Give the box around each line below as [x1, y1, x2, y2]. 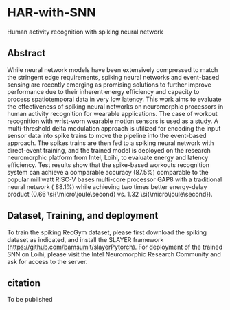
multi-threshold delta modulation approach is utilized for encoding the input [7, 124, 221, 132]
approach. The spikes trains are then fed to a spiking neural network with [7, 139, 214, 147]
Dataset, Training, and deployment [7, 210, 159, 221]
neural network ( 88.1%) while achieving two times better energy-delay [7, 182, 207, 190]
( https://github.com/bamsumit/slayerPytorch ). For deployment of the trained [7, 243, 223, 251]
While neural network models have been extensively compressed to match [7, 65, 218, 74]
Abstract [7, 47, 46, 59]
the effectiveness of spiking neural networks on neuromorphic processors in [7, 102, 224, 111]
